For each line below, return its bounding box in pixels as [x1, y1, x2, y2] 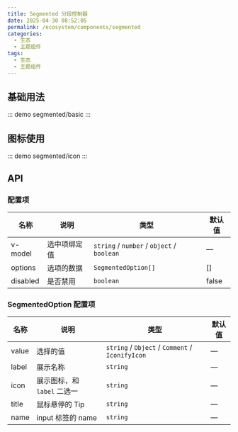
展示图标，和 [36, 376, 79, 386]
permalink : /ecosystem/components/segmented [7, 23, 141, 30]
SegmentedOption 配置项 [7, 299, 96, 309]
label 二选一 [36, 387, 79, 397]
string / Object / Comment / [106, 343, 193, 353]
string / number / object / [93, 240, 176, 250]
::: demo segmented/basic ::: [7, 110, 91, 119]
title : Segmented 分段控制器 [7, 10, 89, 18]
